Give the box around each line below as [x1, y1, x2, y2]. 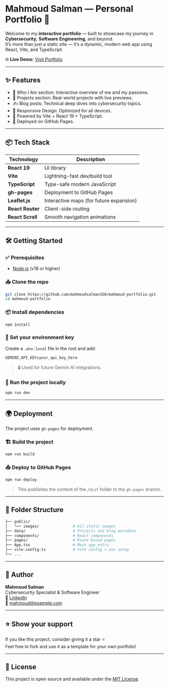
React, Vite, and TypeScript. [5, 46, 63, 52]
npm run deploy [5, 477, 37, 482]
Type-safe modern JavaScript [44, 180, 117, 188]
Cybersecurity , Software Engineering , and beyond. [5, 36, 114, 42]
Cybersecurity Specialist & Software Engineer [5, 589, 100, 595]
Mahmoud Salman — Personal [5, 3, 134, 15]
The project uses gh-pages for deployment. [5, 425, 94, 431]
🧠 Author [5, 571, 34, 579]
